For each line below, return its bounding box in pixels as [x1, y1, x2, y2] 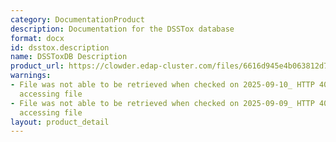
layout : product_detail [10, 117, 110, 127]
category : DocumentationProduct [10, 14, 145, 25]
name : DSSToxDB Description [10, 52, 128, 62]
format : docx [10, 33, 65, 43]
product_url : [10, 61, 65, 71]
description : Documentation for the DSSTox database [10, 24, 235, 34]
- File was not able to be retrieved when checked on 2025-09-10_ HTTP [10, 80, 315, 90]
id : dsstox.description [10, 42, 110, 53]
